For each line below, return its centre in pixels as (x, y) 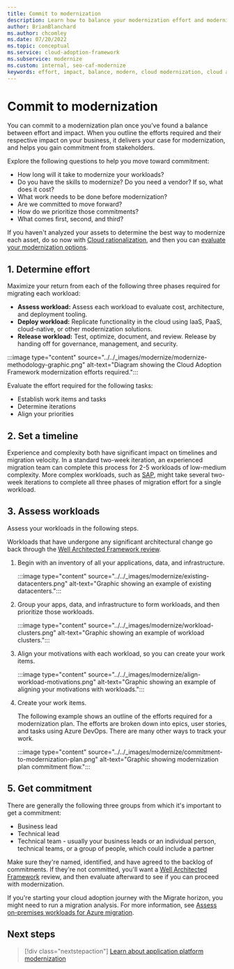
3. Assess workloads (53, 511)
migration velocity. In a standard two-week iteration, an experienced (105, 460)
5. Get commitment (50, 788)
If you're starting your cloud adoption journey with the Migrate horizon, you (115, 897)
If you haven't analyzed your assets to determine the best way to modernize (116, 233)
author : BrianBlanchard (42, 26)
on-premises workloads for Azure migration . (71, 912)
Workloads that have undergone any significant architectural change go (110, 542)
